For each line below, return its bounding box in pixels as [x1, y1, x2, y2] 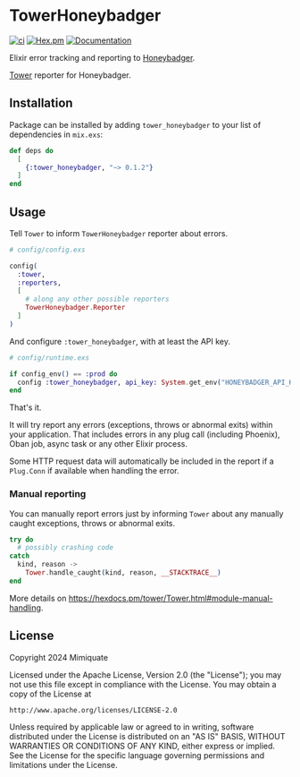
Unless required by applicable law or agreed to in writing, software [9, 721, 254, 732]
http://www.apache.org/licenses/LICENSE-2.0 [9, 705, 178, 714]
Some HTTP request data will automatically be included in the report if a [9, 456, 274, 466]
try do [9, 534, 34, 544]
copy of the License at [9, 688, 92, 699]
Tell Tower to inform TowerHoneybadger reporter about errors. [9, 227, 229, 238]
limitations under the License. [9, 759, 118, 770]
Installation [9, 96, 73, 111]
